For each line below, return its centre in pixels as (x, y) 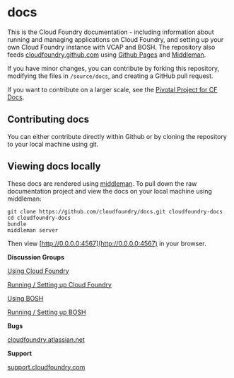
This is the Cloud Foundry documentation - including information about (111, 32)
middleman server (33, 230)
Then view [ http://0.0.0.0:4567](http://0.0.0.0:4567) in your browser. (107, 243)
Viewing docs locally (54, 166)
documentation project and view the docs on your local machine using (110, 191)
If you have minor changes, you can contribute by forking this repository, (113, 68)
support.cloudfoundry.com (46, 367)
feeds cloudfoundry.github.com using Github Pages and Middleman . (107, 55)
